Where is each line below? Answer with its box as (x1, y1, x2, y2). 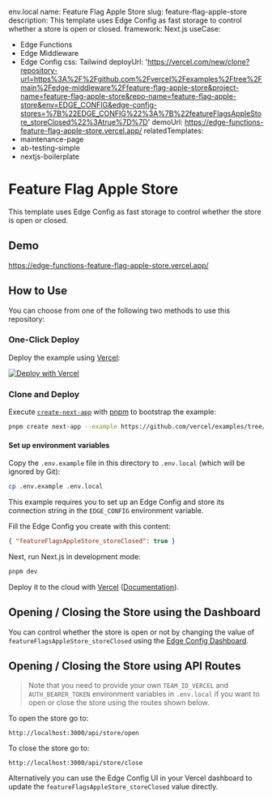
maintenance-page (19, 135, 84, 144)
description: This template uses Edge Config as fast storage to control (8, 15, 242, 25)
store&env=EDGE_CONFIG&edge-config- (19, 100, 158, 109)
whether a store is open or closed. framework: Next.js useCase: (8, 24, 221, 33)
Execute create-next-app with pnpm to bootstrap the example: (8, 407, 217, 417)
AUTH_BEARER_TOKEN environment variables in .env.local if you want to (28, 689, 261, 699)
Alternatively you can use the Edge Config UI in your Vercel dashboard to (8, 773, 253, 783)
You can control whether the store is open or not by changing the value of (8, 627, 255, 637)
